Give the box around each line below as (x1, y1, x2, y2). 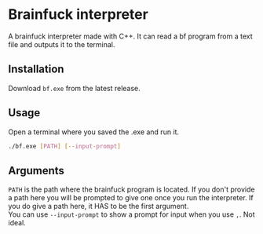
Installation (8, 63, 64, 76)
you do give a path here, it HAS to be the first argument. (8, 202, 189, 211)
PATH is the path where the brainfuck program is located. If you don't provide (8, 185, 255, 194)
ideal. (8, 218, 26, 228)
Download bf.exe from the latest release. (8, 83, 141, 93)
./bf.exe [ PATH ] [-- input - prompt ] (8, 142, 122, 150)
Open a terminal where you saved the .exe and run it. (8, 127, 179, 137)
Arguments (8, 163, 65, 177)
